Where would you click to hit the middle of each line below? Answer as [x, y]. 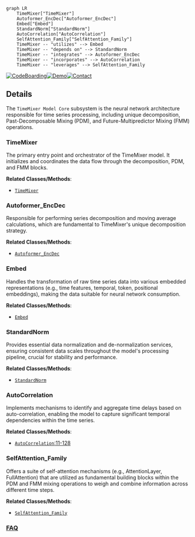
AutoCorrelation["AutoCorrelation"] [61, 34]
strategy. [17, 231]
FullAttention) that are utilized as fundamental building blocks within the [92, 477]
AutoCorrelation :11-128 [42, 443]
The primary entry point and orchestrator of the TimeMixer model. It [88, 155]
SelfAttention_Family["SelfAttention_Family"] [74, 39]
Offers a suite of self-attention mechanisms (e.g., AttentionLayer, [84, 471]
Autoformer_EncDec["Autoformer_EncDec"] [66, 19]
